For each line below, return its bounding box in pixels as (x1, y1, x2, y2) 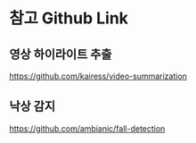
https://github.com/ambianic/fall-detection (9, 122, 166, 134)
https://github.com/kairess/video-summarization (9, 71, 187, 81)
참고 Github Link (9, 8, 129, 29)
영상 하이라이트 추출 (9, 46, 112, 62)
